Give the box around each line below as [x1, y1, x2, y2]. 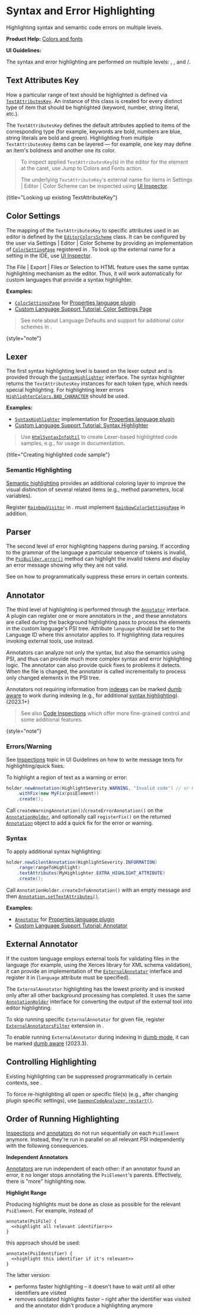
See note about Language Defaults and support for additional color [20, 317, 184, 324]
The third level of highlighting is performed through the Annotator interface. [6, 606, 191, 613]
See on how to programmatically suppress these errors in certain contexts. [6, 573, 189, 580]
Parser [6, 527, 31, 537]
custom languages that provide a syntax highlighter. [6, 276, 133, 283]
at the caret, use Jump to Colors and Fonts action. [20, 164, 143, 171]
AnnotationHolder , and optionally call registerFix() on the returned [6, 813, 172, 821]
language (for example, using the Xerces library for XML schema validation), [6, 961, 192, 968]
